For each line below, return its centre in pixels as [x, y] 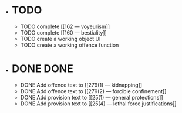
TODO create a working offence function [70, 45]
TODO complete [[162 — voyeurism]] [65, 26]
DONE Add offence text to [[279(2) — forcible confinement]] [93, 91]
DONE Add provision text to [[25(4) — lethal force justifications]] [98, 104]
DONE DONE [42, 69]
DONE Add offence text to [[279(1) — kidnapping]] [81, 85]
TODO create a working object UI [60, 39]
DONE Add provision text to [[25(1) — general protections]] [92, 97]
